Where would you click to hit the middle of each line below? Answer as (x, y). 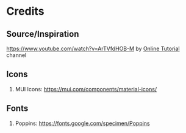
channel (16, 55)
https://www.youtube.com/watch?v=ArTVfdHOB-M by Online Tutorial (93, 48)
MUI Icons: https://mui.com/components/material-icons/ (86, 89)
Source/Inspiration (43, 34)
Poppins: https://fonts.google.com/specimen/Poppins (83, 123)
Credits (25, 11)
